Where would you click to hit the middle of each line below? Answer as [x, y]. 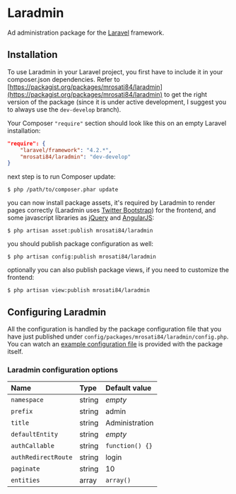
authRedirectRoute [42, 458]
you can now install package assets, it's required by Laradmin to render [111, 203]
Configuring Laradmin [57, 312]
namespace [27, 400]
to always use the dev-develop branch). [64, 109]
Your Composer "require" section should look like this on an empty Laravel [117, 123]
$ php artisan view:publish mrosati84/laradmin [79, 290]
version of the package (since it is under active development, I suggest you [117, 102]
